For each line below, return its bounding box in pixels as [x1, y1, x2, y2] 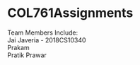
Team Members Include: [7, 28, 78, 37]
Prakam [7, 43, 30, 52]
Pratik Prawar [7, 51, 47, 59]
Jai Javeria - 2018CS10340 [7, 35, 86, 44]
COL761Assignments [7, 5, 134, 21]
